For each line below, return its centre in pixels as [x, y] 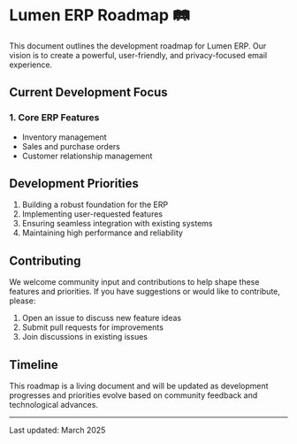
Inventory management [65, 137]
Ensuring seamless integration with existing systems [117, 224]
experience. [31, 65]
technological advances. [54, 405]
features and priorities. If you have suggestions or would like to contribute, [145, 292]
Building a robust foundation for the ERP [95, 205]
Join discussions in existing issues [85, 337]
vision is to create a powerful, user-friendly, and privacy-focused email [138, 55]
